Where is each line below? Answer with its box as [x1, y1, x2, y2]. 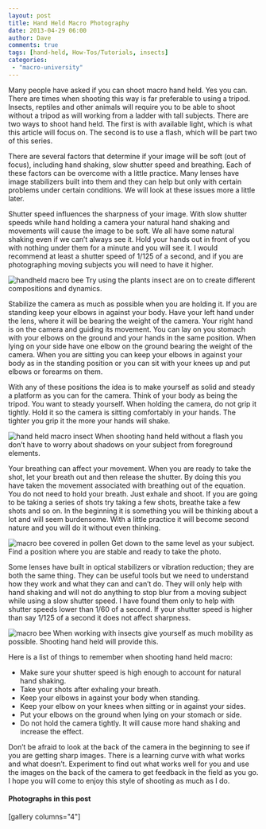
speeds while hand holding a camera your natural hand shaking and [8, 217, 230, 227]
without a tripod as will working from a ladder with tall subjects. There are [8, 111, 249, 120]
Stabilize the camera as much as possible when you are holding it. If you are [8, 299, 257, 309]
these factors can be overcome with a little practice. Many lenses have [8, 168, 240, 177]
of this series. [8, 136, 53, 146]
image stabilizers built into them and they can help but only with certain [8, 177, 242, 186]
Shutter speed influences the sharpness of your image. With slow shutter [8, 208, 248, 219]
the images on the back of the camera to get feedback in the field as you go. [8, 767, 259, 776]
